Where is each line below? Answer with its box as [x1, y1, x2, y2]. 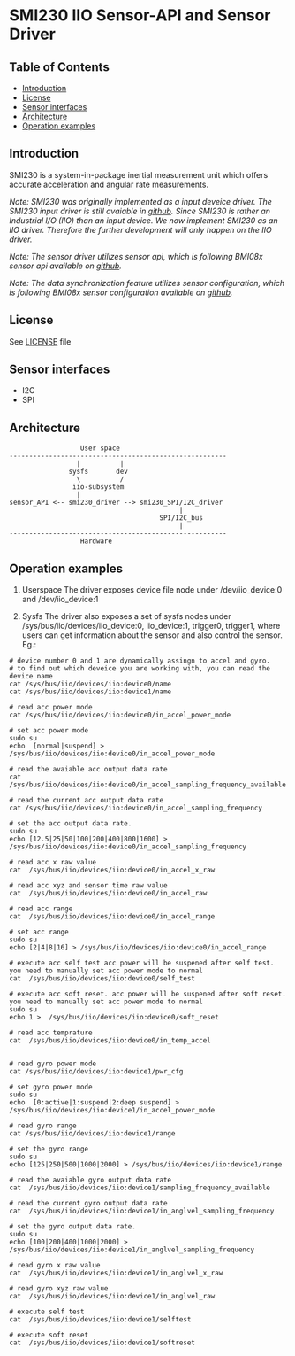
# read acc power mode [9, 703, 93, 712]
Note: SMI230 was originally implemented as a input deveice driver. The [9, 196, 272, 206]
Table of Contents [9, 59, 110, 74]
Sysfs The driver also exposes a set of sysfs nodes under [21, 611, 231, 622]
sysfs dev [68, 467, 128, 477]
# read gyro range [9, 1121, 77, 1130]
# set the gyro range [9, 1144, 89, 1154]
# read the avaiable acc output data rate [9, 765, 168, 774]
